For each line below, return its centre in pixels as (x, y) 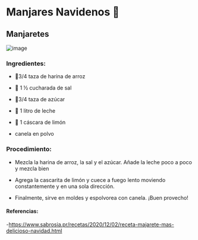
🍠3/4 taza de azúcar (40, 100)
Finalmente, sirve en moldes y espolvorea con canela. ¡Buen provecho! (101, 197)
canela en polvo (34, 134)
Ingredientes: (26, 63)
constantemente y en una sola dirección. (65, 186)
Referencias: (22, 211)
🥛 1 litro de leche (35, 111)
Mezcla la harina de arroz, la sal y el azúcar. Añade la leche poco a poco (103, 162)
